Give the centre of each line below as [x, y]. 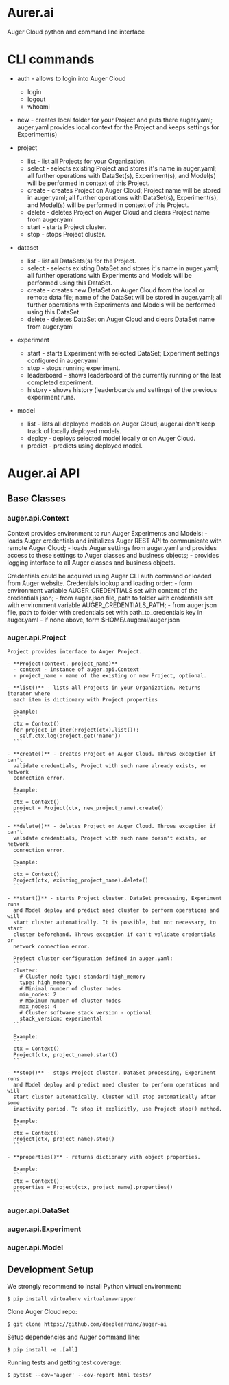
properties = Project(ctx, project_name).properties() [93, 1188]
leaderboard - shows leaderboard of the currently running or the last [124, 375]
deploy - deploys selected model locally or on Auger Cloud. [111, 438]
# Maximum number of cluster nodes [70, 1001]
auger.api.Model [35, 1247]
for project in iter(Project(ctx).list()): [76, 730]
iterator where [29, 694]
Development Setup [50, 1270]
